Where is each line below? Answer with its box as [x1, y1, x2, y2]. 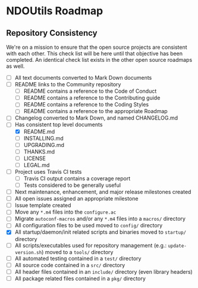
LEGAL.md [23, 161, 50, 168]
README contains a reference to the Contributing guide [23, 94, 161, 102]
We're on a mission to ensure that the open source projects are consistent [6, 43, 187, 51]
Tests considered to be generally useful [23, 181, 121, 189]
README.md [23, 128, 55, 135]
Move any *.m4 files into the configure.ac [14, 208, 117, 215]
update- [168, 243, 187, 249]
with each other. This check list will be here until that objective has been [6, 50, 183, 57]
